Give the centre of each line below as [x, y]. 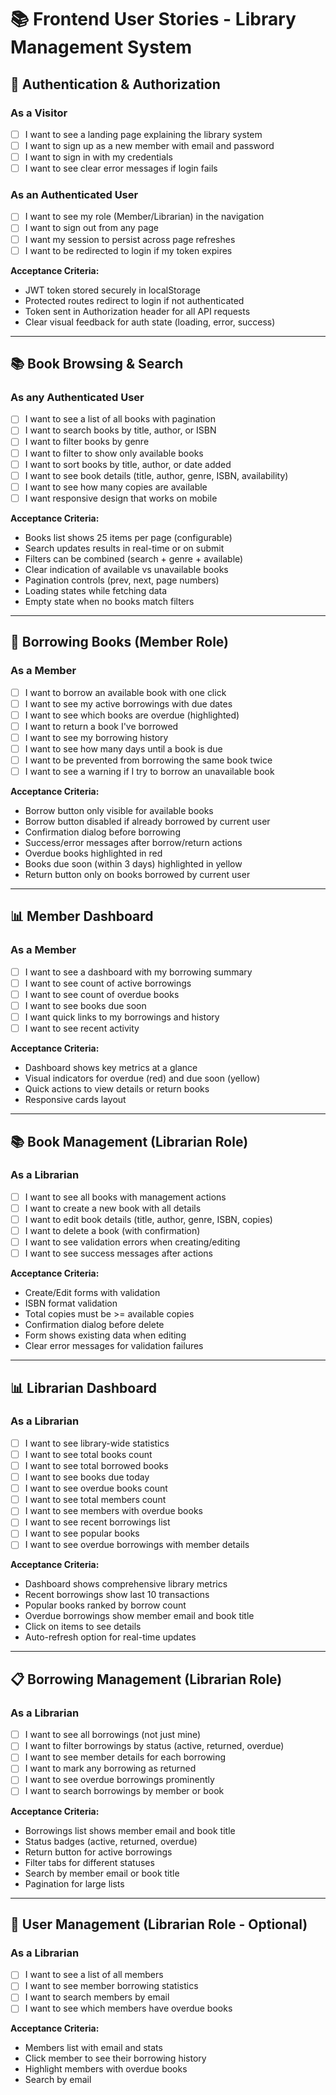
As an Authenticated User [74, 195]
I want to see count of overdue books [102, 994]
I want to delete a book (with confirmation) [112, 1230]
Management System [101, 47]
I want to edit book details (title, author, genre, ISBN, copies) [148, 1219]
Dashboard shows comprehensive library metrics [126, 1584]
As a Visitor [39, 113]
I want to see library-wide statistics [97, 1443]
